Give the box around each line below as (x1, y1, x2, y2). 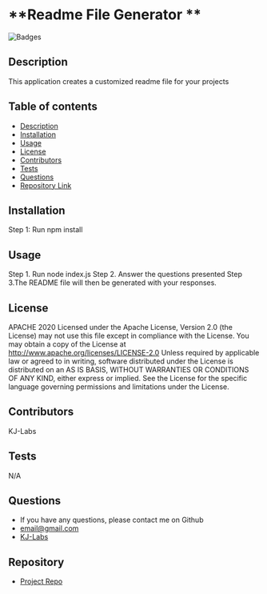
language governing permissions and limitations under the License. (8, 382, 229, 391)
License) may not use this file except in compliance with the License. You (8, 331, 249, 340)
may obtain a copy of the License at (8, 339, 126, 349)
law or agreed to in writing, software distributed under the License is (8, 356, 233, 366)
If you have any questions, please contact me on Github (19, 515, 204, 525)
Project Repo (19, 576, 63, 586)
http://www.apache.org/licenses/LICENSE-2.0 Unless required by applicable (8, 348, 260, 357)
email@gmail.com (19, 524, 79, 533)
